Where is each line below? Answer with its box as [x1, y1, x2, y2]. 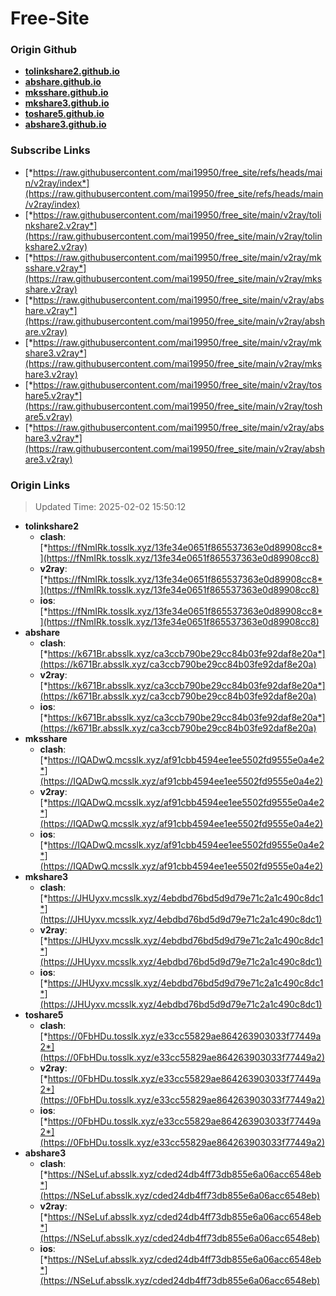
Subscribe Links [10, 143, 91, 157]
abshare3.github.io [24, 118, 107, 131]
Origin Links [10, 478, 71, 492]
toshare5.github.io [24, 108, 105, 120]
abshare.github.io [24, 76, 102, 88]
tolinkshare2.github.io [24, 65, 120, 77]
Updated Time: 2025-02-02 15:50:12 [34, 501, 187, 513]
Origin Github [10, 43, 78, 57]
